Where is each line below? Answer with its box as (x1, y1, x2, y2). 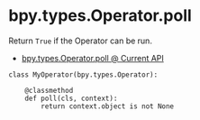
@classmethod (24, 86, 74, 95)
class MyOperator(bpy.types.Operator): (8, 69, 159, 79)
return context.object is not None (41, 101, 175, 111)
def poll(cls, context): (24, 94, 118, 103)
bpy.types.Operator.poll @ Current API (21, 52, 164, 63)
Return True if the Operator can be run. (8, 35, 152, 46)
